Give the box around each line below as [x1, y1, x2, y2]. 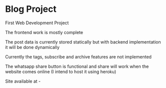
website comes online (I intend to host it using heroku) [5, 68, 117, 75]
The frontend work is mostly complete [5, 29, 83, 35]
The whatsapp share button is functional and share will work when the [5, 63, 149, 69]
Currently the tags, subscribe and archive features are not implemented [5, 53, 152, 60]
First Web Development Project [5, 20, 69, 26]
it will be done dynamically [5, 44, 60, 50]
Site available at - [5, 78, 41, 84]
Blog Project [5, 3, 57, 15]
